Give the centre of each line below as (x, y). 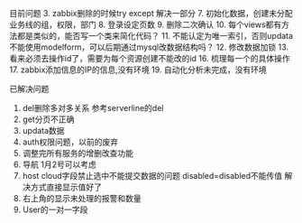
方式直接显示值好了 (66, 187)
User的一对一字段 (55, 209)
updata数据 (43, 130)
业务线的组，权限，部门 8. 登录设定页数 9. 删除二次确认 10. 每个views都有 (146, 24)
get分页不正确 (48, 119)
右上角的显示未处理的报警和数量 (82, 198)
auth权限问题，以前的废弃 (70, 142)
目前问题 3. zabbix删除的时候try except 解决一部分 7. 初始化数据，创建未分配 (151, 13)
